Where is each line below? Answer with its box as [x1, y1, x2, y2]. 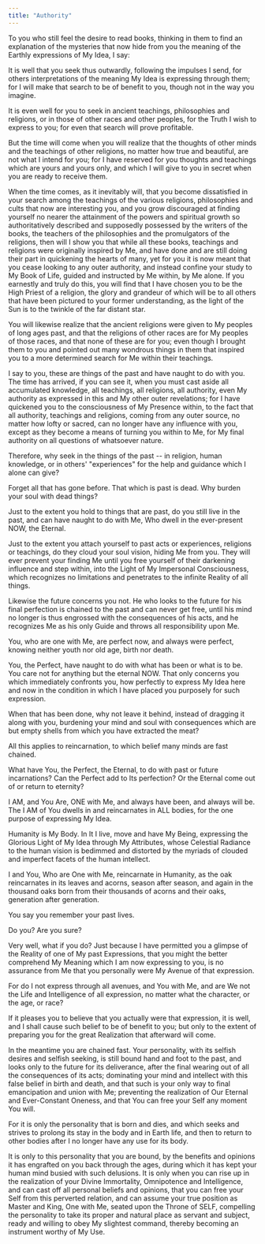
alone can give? [8, 468, 60, 477]
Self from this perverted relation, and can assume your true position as [8, 1193, 238, 1203]
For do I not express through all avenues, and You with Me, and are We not [8, 981, 251, 990]
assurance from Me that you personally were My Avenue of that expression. [8, 965, 255, 975]
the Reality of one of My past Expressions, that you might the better [8, 949, 228, 958]
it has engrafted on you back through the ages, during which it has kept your [8, 1159, 257, 1169]
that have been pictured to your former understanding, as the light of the [8, 295, 244, 305]
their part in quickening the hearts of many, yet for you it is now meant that [8, 254, 251, 263]
